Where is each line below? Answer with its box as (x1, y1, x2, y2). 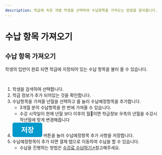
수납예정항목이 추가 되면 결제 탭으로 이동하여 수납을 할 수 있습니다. (12, 138, 139, 144)
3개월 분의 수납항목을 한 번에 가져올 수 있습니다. (19, 104, 111, 110)
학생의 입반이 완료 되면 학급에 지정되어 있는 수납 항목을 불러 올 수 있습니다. (5, 66, 148, 72)
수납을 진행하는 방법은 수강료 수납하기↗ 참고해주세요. (19, 145, 120, 151)
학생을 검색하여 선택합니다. (12, 86, 64, 92)
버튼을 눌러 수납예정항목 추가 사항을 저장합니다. (43, 132, 134, 138)
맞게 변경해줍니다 (36, 117, 70, 123)
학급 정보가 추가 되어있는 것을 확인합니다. (12, 92, 91, 98)
